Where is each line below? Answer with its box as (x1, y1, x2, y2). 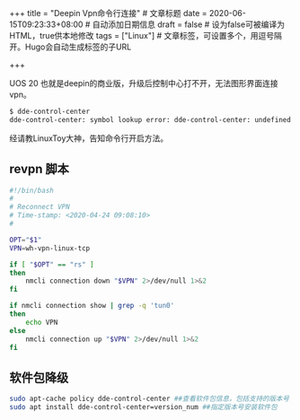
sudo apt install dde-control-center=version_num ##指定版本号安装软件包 (9, 403, 278, 412)
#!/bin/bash (9, 186, 54, 195)
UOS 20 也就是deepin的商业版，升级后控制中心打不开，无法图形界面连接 (9, 78, 278, 88)
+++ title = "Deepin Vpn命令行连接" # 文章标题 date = (9, 8, 208, 18)
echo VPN (25, 318, 58, 327)
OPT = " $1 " (9, 235, 42, 244)
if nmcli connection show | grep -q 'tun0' (9, 302, 175, 311)
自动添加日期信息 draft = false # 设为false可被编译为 (92, 19, 286, 30)
